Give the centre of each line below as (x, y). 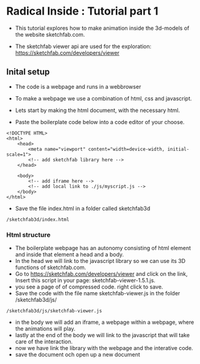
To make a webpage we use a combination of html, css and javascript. (103, 98)
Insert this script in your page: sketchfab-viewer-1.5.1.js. (85, 281)
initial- (178, 149)
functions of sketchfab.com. (51, 268)
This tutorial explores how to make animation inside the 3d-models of (102, 28)
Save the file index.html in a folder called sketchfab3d (83, 208)
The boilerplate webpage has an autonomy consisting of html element (103, 248)
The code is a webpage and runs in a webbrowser (78, 86)
